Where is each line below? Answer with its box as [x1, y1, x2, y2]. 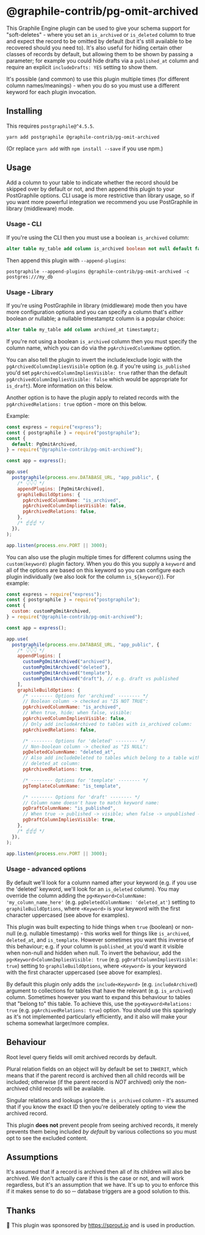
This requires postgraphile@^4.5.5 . [6, 122, 95, 130]
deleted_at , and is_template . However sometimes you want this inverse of [6, 936, 194, 944]
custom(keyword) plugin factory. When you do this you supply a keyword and [6, 560, 196, 567]
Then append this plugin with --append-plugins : [6, 257, 126, 264]
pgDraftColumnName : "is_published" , [22, 805, 116, 812]
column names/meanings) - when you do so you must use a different [6, 81, 180, 89]
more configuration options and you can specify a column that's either [6, 309, 183, 316]
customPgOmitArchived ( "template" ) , [22, 670, 113, 676]
